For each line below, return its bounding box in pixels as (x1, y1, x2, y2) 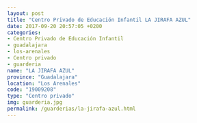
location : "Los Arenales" (7, 80, 81, 87)
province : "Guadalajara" (7, 73, 78, 81)
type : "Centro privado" (7, 93, 75, 100)
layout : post (7, 10, 44, 17)
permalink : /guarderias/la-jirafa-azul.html (7, 105, 136, 112)
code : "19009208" (7, 86, 57, 93)
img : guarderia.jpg (7, 99, 63, 106)
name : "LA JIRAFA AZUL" (7, 67, 75, 74)
